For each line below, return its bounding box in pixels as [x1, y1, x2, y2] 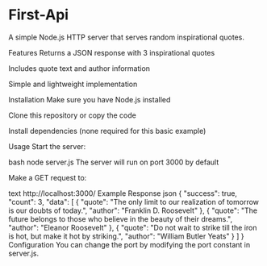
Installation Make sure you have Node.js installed [8, 94, 171, 104]
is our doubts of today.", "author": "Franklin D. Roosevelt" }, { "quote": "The [8, 206, 258, 215]
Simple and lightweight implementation [8, 79, 138, 89]
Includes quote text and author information [8, 63, 151, 73]
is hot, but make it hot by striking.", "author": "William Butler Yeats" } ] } [8, 231, 244, 241]
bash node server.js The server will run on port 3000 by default [8, 157, 219, 167]
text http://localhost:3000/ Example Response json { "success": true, [8, 188, 238, 198]
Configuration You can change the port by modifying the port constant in [8, 239, 251, 249]
